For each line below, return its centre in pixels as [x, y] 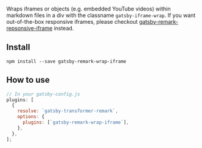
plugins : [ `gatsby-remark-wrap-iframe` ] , [76, 122]
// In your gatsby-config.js [43, 94]
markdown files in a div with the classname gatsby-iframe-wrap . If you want [101, 15]
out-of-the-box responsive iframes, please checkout [72, 22]
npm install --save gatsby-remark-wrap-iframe [66, 61]
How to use [28, 80]
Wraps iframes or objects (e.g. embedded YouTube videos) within [89, 9]
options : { [31, 117]
